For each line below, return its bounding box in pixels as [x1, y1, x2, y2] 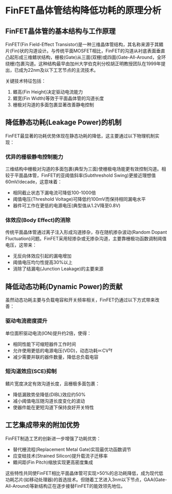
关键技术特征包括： [5, 78, 46, 84]
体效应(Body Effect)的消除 [5, 217, 71, 224]
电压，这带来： [5, 242, 37, 248]
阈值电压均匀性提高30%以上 [12, 259, 73, 265]
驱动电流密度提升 [5, 317, 48, 325]
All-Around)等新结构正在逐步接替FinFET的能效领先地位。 [5, 483, 126, 489]
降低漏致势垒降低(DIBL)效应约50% [12, 391, 86, 397]
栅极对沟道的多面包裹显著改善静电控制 [12, 102, 94, 108]
